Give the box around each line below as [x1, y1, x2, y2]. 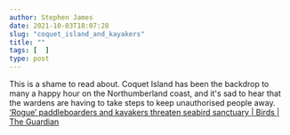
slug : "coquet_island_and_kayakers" [9, 29, 145, 38]
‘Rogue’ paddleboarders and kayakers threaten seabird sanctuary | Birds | [9, 107, 280, 117]
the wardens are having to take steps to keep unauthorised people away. [9, 98, 276, 107]
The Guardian [9, 116, 60, 127]
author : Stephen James [9, 12, 93, 22]
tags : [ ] [9, 46, 50, 55]
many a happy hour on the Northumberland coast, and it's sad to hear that [9, 88, 282, 99]
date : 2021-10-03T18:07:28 [9, 21, 109, 30]
